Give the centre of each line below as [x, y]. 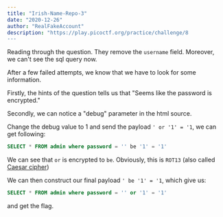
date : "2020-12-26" [35, 20]
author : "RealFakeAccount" [46, 26]
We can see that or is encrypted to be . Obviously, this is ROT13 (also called [111, 160]
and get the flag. [30, 206]
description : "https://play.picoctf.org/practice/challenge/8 [98, 33]
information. [24, 80]
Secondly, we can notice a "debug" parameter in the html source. [99, 114]
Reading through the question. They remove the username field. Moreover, [111, 52]
